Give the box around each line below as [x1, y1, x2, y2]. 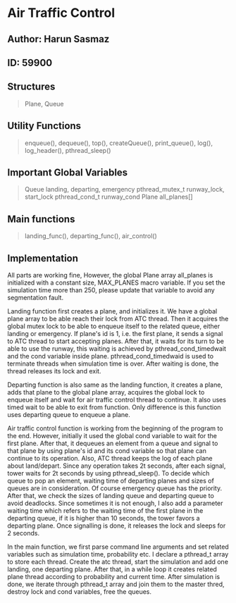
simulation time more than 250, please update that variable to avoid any [7, 286, 215, 294]
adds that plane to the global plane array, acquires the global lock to [7, 388, 205, 397]
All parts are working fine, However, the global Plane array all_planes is [7, 271, 213, 280]
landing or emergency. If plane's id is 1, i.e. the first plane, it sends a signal [7, 330, 223, 338]
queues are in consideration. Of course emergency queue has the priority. [7, 484, 223, 492]
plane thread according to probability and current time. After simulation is [7, 573, 221, 581]
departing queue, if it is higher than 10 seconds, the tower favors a [7, 514, 200, 523]
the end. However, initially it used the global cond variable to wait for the [7, 432, 217, 440]
